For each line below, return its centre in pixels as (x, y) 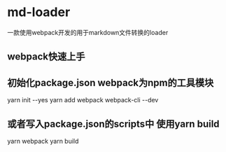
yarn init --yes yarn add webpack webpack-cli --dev (83, 100)
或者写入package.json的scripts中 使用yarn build (113, 124)
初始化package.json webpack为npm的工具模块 (111, 82)
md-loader (39, 12)
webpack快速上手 (46, 57)
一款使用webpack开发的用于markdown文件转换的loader (88, 32)
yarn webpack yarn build (43, 141)
